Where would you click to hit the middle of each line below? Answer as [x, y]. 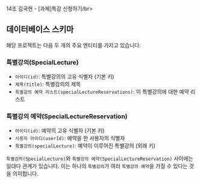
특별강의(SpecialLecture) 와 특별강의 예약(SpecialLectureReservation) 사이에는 [100, 159]
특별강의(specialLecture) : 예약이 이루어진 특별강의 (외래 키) [85, 146]
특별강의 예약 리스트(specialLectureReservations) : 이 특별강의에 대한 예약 [102, 92]
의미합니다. [26, 174]
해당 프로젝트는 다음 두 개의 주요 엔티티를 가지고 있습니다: [74, 45]
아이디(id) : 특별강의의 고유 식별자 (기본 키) [64, 77]
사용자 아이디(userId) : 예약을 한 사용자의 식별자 [70, 138]
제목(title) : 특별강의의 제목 [48, 84]
